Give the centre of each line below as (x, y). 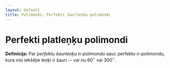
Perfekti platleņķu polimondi (67, 40)
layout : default (22, 10)
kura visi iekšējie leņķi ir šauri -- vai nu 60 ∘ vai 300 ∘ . (61, 60)
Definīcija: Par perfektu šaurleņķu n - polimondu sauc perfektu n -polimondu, (85, 54)
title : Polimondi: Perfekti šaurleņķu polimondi (58, 15)
